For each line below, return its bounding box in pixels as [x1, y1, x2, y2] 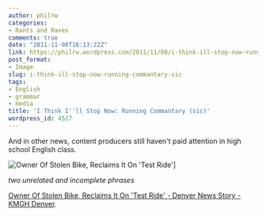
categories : [8, 19, 47, 27]
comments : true [8, 33, 59, 42]
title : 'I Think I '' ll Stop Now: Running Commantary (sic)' [8, 108, 211, 116]
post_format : [8, 56, 51, 64]
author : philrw [8, 11, 59, 20]
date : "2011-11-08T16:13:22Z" [8, 41, 108, 49]
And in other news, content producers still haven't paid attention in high [8, 136, 241, 146]
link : [8, 48, 26, 56]
